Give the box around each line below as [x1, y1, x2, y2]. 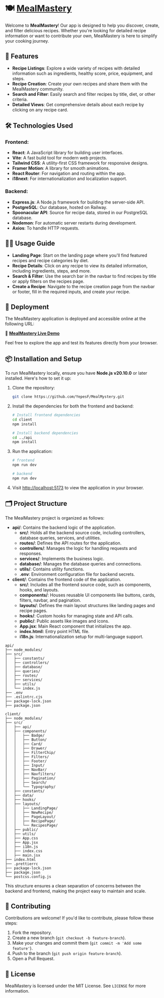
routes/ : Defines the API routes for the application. [19, 540, 122, 546]
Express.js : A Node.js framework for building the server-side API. [12, 199, 145, 205]
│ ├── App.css [5, 836, 38, 840]
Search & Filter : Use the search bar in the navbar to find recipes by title [12, 273, 157, 279]
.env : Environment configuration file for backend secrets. [19, 571, 135, 577]
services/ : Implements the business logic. [19, 555, 104, 562]
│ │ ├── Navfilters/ [5, 771, 56, 776]
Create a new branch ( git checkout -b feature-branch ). [12, 935, 126, 941]
